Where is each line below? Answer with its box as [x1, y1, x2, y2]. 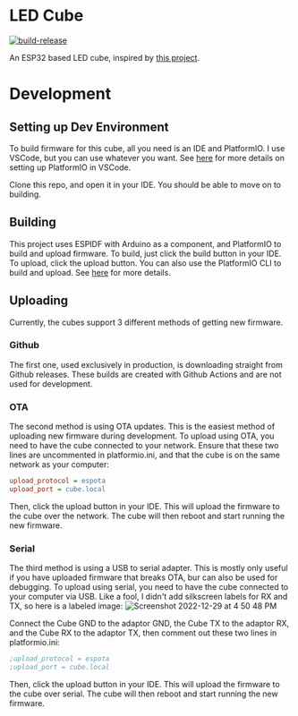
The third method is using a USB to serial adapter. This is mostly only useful [9, 563, 288, 574]
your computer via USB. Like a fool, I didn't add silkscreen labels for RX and [9, 592, 288, 602]
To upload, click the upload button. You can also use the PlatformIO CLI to [9, 257, 282, 268]
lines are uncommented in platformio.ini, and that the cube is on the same [9, 449, 280, 461]
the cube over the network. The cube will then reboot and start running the [9, 510, 285, 521]
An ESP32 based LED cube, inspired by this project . [9, 52, 200, 63]
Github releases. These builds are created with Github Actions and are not [9, 369, 282, 379]
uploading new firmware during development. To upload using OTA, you [9, 430, 275, 441]
